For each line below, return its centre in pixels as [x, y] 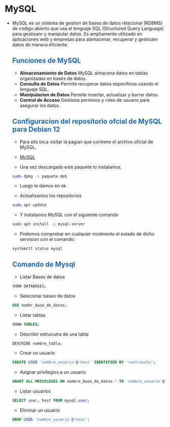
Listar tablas [32, 315]
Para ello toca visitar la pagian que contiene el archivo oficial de [86, 142]
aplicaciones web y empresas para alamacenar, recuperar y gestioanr [85, 39]
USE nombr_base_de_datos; [39, 305]
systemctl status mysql [37, 249]
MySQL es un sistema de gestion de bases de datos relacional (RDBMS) [87, 23]
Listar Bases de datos [42, 277]
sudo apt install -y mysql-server [48, 224]
